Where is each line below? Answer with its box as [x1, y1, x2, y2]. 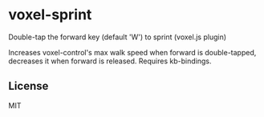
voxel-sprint [8, 6, 92, 24]
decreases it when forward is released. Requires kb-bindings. [8, 56, 212, 66]
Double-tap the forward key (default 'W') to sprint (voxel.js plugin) [8, 32, 227, 42]
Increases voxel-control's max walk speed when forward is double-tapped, [8, 47, 257, 57]
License [8, 79, 49, 93]
